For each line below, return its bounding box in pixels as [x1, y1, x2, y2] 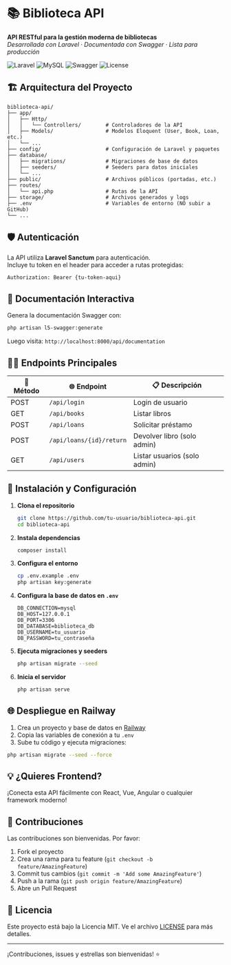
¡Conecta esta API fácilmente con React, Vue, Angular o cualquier [7, 789, 193, 797]
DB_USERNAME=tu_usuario [16, 629, 86, 636]
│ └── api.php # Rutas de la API [7, 187, 158, 195]
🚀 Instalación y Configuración [7, 483, 137, 495]
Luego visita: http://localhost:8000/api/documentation [7, 337, 165, 345]
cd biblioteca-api [16, 521, 70, 528]
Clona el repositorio [16, 501, 75, 510]
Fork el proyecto [16, 848, 64, 856]
